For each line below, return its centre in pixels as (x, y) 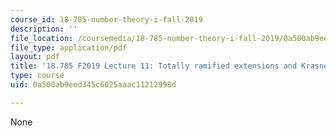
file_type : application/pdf (69, 47)
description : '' (44, 29)
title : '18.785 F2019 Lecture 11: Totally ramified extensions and (154, 66)
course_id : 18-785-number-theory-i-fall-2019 (106, 19)
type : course (37, 76)
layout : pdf (35, 57)
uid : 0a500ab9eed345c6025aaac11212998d (93, 85)
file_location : (42, 38)
